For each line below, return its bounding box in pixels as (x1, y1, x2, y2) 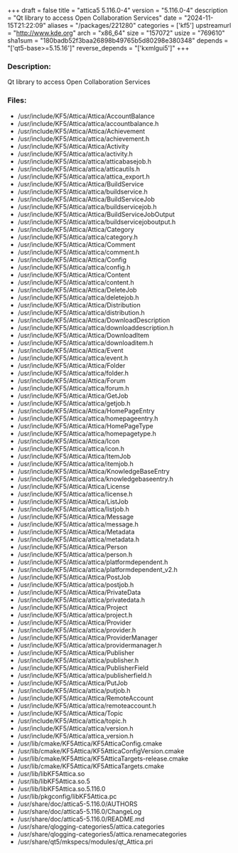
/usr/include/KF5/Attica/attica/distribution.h (17, 308, 146, 317)
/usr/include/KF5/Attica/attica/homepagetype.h (17, 429, 156, 438)
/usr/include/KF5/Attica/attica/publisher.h (17, 656, 139, 664)
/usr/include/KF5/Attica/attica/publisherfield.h (17, 671, 153, 679)
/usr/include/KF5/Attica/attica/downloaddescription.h (17, 323, 174, 332)
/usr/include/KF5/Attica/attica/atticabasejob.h (17, 157, 151, 166)
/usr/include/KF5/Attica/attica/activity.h (17, 149, 134, 158)
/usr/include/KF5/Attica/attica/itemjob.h (17, 459, 134, 468)
